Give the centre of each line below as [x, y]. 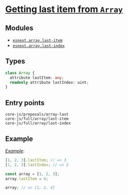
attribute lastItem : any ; [37, 78]
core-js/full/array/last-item [37, 119]
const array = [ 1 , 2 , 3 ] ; [32, 174]
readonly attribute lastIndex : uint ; [49, 82]
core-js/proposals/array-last [37, 115]
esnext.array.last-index [39, 46]
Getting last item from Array [64, 9]
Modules [19, 28]
